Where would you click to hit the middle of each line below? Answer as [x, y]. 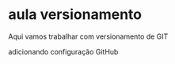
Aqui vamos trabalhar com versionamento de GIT [88, 36]
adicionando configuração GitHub [63, 51]
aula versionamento [75, 15]
